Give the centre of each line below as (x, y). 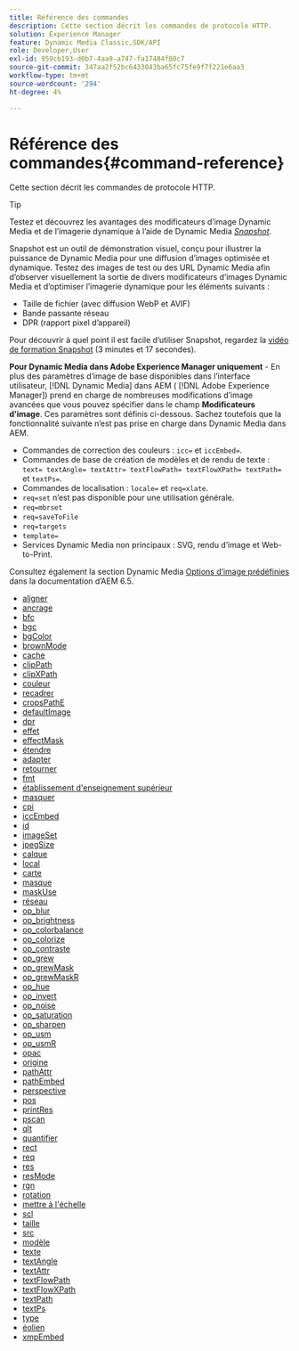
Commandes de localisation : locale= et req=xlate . (115, 488)
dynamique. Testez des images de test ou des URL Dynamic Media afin (140, 267)
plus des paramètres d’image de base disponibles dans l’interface (130, 376)
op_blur (36, 911)
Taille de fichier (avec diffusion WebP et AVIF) (106, 304)
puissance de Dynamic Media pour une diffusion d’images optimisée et (139, 258)
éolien (33, 1328)
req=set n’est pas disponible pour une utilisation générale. (128, 498)
